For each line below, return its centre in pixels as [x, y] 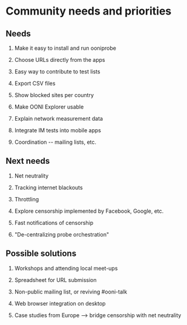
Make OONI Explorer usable [49, 107]
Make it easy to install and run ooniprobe [65, 48]
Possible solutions [41, 254]
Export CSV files [35, 83]
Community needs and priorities [89, 11]
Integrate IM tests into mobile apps [57, 130]
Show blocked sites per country [54, 95]
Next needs [28, 161]
